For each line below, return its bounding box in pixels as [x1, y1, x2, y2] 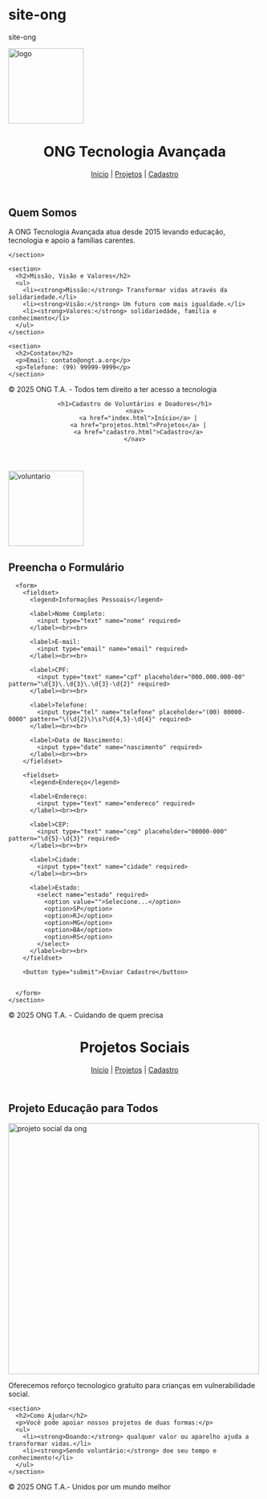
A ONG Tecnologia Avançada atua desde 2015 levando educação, [8, 227, 226, 237]
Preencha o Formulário [8, 560, 124, 574]
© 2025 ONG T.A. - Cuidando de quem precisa [8, 1010, 164, 1020]
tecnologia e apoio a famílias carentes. [8, 235, 136, 246]
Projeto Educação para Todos [8, 1102, 159, 1115]
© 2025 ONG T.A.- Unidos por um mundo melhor [8, 1482, 171, 1492]
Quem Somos [8, 206, 78, 219]
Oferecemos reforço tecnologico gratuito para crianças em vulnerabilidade [8, 1381, 256, 1391]
